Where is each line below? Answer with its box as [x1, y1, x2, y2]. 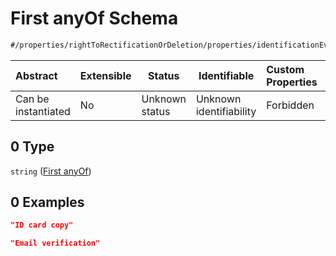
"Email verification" [10, 238, 101, 249]
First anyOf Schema [10, 7, 179, 30]
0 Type [10, 138, 55, 156]
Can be [15, 92, 50, 106]
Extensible [79, 68, 132, 82]
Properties [266, 75, 318, 89]
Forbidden [266, 98, 315, 112]
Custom [266, 62, 305, 76]
